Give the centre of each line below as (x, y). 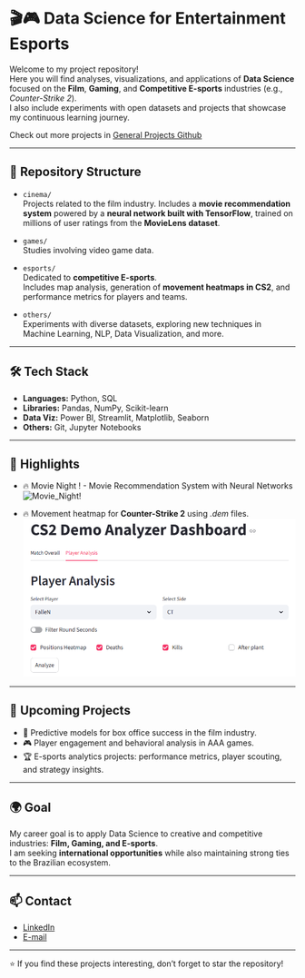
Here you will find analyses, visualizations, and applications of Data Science (152, 78)
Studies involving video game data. (88, 250)
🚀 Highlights (44, 464)
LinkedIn (39, 927)
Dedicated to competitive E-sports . (89, 277)
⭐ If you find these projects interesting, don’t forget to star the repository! (147, 963)
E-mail (34, 937)
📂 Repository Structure (75, 172)
